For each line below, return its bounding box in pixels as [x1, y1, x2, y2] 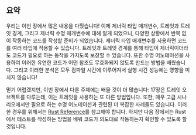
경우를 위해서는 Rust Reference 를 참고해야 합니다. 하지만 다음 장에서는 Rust [12, 108, 186, 115]
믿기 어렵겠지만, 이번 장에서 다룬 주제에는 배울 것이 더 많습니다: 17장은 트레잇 [6, 86, 181, 93]
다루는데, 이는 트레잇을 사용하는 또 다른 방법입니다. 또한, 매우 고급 [26, 93, 176, 100]
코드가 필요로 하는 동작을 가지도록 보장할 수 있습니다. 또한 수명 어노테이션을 [12, 52, 184, 59]
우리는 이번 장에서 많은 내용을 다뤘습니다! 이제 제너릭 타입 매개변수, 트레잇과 [6, 22, 180, 29]
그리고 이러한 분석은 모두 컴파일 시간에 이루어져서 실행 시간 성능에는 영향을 [13, 66, 184, 73]
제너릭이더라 [160, 44, 189, 51]
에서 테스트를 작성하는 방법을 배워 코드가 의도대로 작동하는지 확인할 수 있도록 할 [6, 115, 187, 122]
